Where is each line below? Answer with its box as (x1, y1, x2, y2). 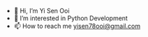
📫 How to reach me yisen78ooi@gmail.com (13, 22, 141, 30)
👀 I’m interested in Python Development (13, 14, 128, 22)
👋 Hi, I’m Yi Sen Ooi (13, 7, 70, 15)
